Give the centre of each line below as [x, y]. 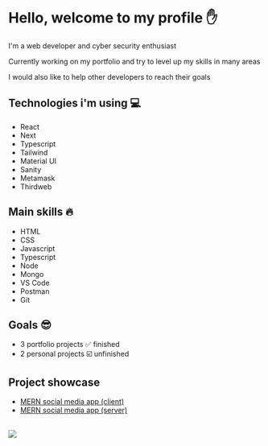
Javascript [37, 248]
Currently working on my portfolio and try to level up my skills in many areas [134, 61]
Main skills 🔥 [41, 212]
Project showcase [54, 382]
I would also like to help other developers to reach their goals [109, 76]
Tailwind [34, 152]
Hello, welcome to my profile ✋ [113, 18]
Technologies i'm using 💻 [75, 103]
